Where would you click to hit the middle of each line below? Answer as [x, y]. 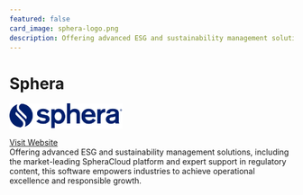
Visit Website [34, 142]
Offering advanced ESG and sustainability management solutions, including [149, 152]
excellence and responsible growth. [76, 181]
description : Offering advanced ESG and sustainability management [139, 38]
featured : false [40, 19]
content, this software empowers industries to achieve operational [132, 171]
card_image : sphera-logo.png [64, 28]
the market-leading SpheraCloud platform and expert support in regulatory [148, 161]
